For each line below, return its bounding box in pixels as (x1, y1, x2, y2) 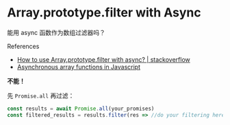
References (7, 42, 40, 50)
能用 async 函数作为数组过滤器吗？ (7, 28, 106, 36)
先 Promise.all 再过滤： (7, 91, 75, 100)
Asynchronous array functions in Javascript (16, 62, 140, 71)
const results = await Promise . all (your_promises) (7, 105, 155, 112)
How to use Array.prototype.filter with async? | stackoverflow (16, 55, 190, 63)
